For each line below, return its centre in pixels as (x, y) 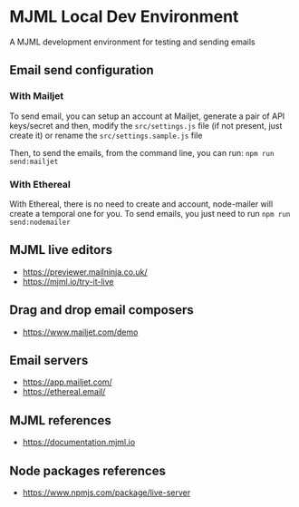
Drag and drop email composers (102, 310)
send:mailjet (34, 161)
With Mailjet (37, 96)
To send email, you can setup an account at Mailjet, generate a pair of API (147, 116)
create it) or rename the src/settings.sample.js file (106, 135)
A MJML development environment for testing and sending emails (132, 42)
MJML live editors (61, 250)
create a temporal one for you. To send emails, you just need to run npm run (150, 213)
